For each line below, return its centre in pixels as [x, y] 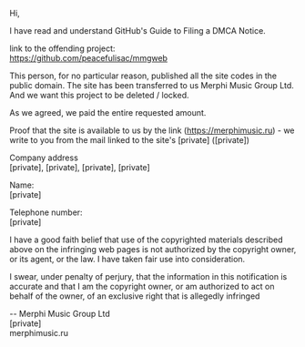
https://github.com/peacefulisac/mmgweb [89, 58]
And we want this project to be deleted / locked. [99, 95]
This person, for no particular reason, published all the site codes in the [143, 76]
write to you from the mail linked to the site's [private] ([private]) [130, 140]
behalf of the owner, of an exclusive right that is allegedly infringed [135, 296]
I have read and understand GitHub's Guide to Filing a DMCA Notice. [137, 31]
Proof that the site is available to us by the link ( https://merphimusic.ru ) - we [152, 130]
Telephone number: [46, 212]
